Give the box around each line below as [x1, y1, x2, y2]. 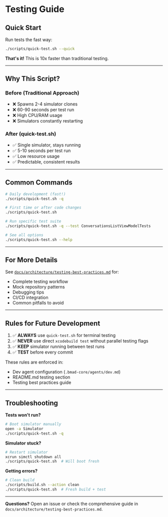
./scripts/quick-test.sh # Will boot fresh [5, 459, 99, 464]
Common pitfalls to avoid [12, 300, 64, 306]
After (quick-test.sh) [5, 130, 56, 137]
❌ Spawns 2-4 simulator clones [12, 101, 78, 107]
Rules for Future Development [5, 319, 100, 327]
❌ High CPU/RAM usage [12, 112, 62, 118]
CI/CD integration [12, 294, 48, 300]
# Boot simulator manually [5, 421, 61, 427]
